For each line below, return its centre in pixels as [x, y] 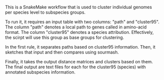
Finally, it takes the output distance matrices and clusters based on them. [79, 62]
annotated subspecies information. [40, 72]
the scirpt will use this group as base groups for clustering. [65, 37]
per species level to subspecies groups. [45, 12]
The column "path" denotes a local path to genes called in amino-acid [76, 27]
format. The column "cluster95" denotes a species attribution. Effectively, [79, 32]
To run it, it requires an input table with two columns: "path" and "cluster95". [82, 22]
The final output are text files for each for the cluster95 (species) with [76, 67]
